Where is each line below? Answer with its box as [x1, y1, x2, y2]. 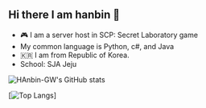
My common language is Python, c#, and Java [19, 41, 175, 51]
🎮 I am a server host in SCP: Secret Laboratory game [19, 30, 199, 39]
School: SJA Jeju [19, 59, 77, 69]
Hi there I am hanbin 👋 [8, 8, 121, 22]
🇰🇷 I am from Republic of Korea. [19, 50, 130, 60]
